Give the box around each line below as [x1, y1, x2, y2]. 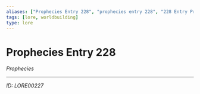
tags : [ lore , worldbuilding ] [6, 14, 79, 20]
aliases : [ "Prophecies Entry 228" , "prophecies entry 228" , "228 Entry [6, 8, 187, 15]
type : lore [6, 20, 33, 26]
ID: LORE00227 [6, 82, 44, 89]
